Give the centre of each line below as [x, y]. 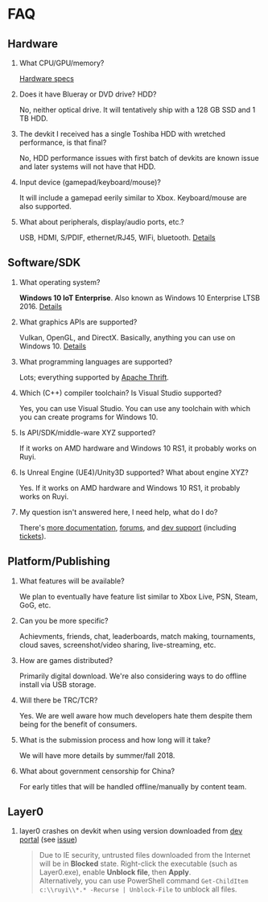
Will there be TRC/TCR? [58, 700]
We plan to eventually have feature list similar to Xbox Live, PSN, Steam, [138, 596]
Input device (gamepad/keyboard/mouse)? [90, 182]
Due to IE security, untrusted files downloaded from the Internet [145, 855]
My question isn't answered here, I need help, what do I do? [118, 512]
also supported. [45, 206]
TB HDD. [33, 118]
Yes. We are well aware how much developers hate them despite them [136, 715]
